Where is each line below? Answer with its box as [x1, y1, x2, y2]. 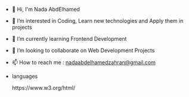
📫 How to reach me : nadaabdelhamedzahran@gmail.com [11, 59, 156, 66]
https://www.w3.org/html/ [11, 84, 76, 91]
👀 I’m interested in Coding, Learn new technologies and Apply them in [11, 17, 184, 24]
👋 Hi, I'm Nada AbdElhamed [11, 6, 80, 13]
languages [11, 72, 38, 80]
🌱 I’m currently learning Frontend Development [11, 35, 127, 42]
